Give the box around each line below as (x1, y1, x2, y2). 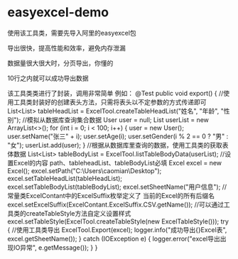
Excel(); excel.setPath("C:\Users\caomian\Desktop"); (7, 166, 162, 175)
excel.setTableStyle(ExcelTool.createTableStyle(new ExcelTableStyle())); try (7, 217, 229, 226)
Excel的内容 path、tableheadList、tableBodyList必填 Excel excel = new (13, 158, 222, 167)
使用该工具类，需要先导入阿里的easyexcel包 (7, 28, 136, 37)
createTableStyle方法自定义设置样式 (26, 209, 131, 217)
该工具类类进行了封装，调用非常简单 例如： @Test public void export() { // (7, 89, 224, 97)
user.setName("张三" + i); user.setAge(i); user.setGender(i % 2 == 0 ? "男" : (7, 132, 229, 140)
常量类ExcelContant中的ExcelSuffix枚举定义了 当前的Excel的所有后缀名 (7, 191, 215, 199)
